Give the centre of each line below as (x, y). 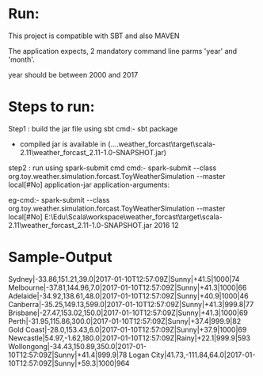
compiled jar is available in (63, 144)
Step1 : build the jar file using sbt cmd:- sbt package (93, 128)
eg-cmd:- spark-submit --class (59, 199)
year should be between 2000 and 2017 (73, 74)
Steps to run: (51, 107)
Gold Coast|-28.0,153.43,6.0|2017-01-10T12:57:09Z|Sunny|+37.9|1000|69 (128, 329)
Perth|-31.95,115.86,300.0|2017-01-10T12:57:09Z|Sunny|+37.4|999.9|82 (125, 321)
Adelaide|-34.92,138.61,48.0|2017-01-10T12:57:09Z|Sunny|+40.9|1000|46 (129, 296)
